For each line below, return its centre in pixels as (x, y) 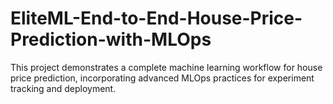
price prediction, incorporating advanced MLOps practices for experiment (162, 78)
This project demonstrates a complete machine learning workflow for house (166, 67)
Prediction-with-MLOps (111, 39)
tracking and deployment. (63, 88)
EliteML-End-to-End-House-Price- (156, 18)
